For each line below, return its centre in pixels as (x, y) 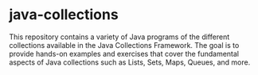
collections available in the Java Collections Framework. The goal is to (124, 45)
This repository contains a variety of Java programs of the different (119, 37)
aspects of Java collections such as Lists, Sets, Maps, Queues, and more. (130, 62)
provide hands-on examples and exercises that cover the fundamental (124, 53)
